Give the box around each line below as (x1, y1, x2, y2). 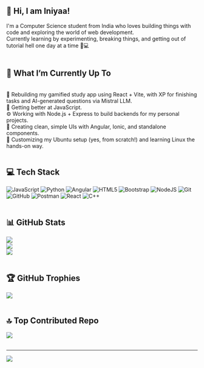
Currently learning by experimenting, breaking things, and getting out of (6, 35, 186, 42)
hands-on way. (6, 142, 44, 149)
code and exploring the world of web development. (6, 28, 135, 36)
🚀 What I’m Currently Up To (6, 68, 111, 79)
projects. (6, 116, 29, 124)
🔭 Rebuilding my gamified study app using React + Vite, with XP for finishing (6, 90, 197, 98)
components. (6, 129, 39, 136)
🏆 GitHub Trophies (6, 273, 81, 283)
